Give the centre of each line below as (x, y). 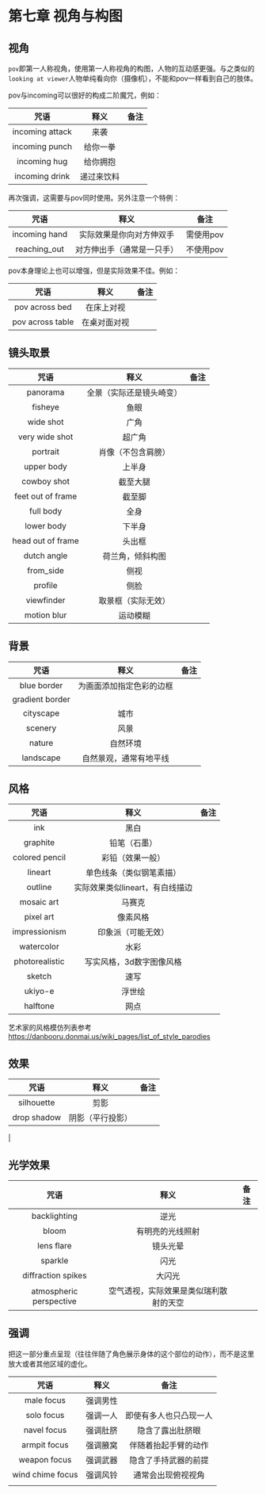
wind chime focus (45, 1474)
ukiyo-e (39, 992)
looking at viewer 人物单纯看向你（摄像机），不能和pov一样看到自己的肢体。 (133, 78)
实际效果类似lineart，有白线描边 (133, 888)
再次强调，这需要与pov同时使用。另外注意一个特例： (94, 198)
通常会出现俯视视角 (169, 1475)
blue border (41, 685)
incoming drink (42, 176)
